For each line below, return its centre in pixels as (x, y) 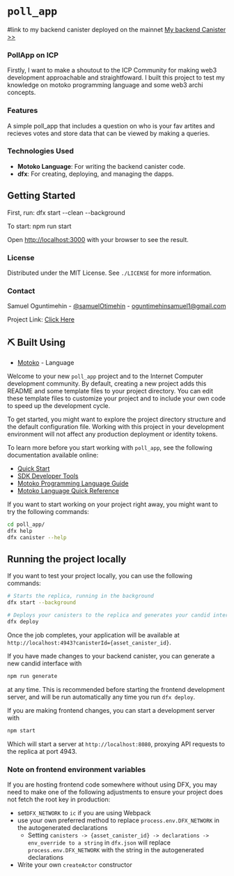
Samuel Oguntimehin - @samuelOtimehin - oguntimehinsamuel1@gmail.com (117, 306)
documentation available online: (53, 455)
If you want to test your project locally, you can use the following (100, 576)
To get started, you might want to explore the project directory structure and (117, 419)
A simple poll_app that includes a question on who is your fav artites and (111, 126)
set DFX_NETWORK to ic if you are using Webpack (84, 813)
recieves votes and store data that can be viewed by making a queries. (109, 133)
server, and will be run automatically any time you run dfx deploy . (101, 697)
